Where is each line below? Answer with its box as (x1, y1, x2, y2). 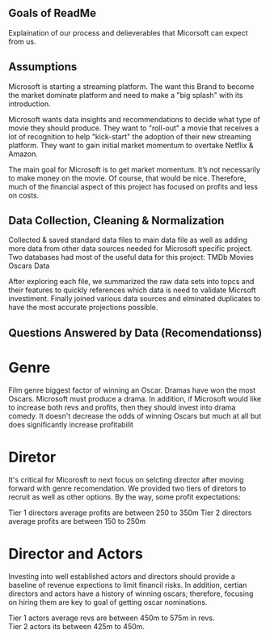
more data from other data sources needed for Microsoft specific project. (8, 244, 253, 253)
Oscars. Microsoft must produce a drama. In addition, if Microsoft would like (8, 393, 262, 403)
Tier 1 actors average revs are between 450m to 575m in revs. (8, 613, 215, 623)
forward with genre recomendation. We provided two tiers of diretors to (8, 483, 247, 493)
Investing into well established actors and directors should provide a (8, 571, 236, 581)
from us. (8, 36, 36, 46)
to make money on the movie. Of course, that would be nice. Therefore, (8, 173, 247, 183)
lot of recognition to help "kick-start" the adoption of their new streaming (8, 131, 252, 141)
